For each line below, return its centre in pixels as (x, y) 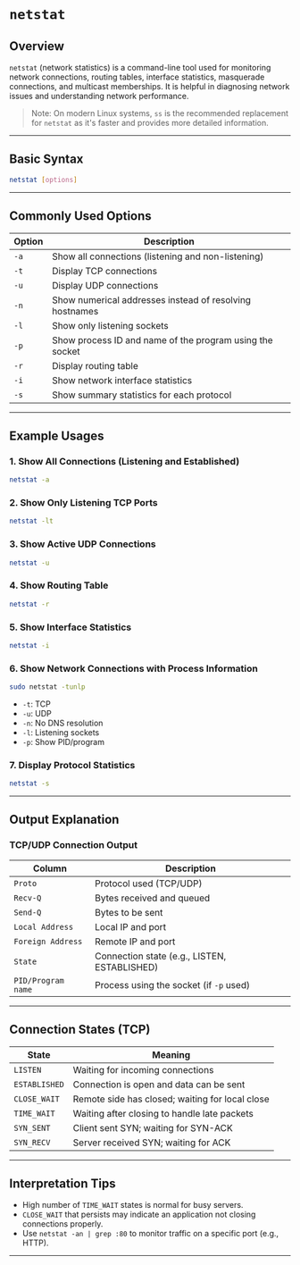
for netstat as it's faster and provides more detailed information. (150, 123)
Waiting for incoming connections (143, 1069)
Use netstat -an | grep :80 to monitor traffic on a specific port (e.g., (150, 1234)
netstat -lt (31, 521)
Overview (37, 46)
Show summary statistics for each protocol (142, 395)
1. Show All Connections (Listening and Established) (125, 461)
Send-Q (28, 912)
